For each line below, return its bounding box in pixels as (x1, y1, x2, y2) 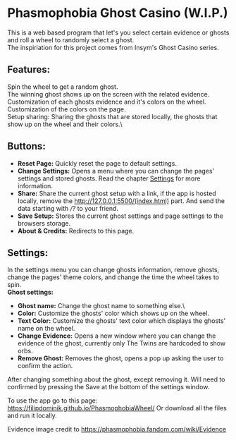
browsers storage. (17, 219, 71, 227)
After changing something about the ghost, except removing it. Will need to (7, 375, 225, 384)
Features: (7, 63, 51, 75)
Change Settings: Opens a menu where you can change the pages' (17, 166, 215, 175)
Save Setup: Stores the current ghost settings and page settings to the (17, 212, 223, 220)
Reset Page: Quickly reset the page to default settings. (17, 159, 178, 167)
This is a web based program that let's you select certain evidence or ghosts (7, 28, 230, 37)
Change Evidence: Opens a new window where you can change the (17, 331, 216, 340)
